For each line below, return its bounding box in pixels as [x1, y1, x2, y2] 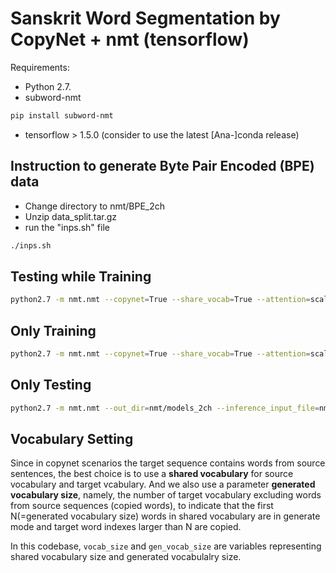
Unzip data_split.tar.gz [24, 210, 118, 222]
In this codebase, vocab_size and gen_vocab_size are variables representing [10, 540, 322, 552]
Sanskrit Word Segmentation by [10, 7, 281, 30]
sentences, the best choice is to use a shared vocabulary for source [10, 468, 294, 480]
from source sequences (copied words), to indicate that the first [10, 500, 274, 512]
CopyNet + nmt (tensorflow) [10, 28, 250, 51]
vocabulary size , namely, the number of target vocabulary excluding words [10, 489, 322, 501]
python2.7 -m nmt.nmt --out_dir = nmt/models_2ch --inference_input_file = [10, 403, 320, 413]
